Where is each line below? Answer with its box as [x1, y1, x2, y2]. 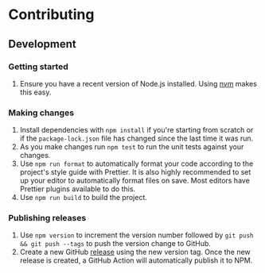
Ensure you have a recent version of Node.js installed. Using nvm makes [19, 79, 257, 88]
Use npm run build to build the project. [19, 193, 147, 202]
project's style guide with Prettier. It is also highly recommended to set [19, 167, 251, 177]
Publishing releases [8, 213, 87, 224]
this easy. [19, 87, 52, 97]
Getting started [8, 61, 69, 72]
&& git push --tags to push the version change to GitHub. [19, 239, 211, 248]
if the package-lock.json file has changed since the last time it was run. [19, 133, 254, 144]
